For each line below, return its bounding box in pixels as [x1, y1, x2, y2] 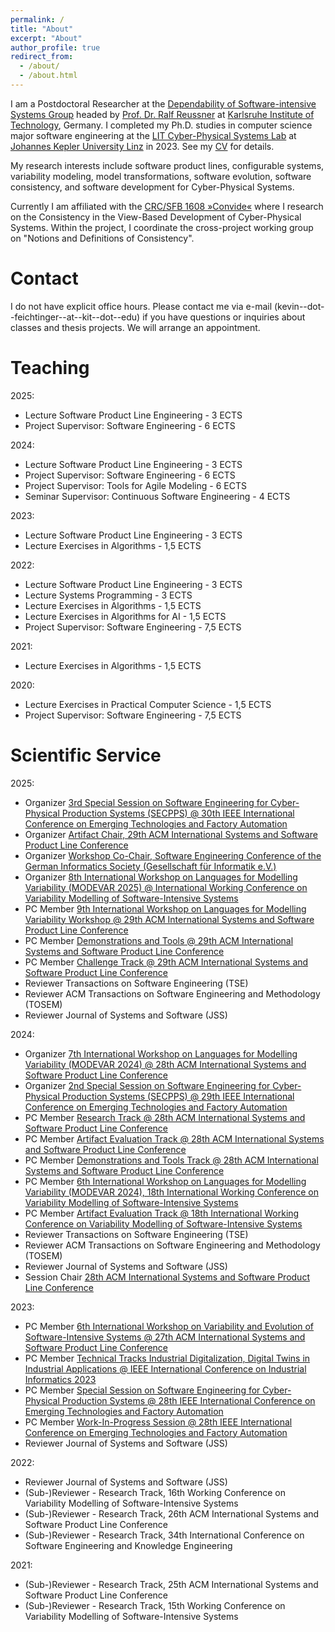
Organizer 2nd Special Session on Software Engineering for [24, 1079, 271, 1091]
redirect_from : [10, 52, 74, 62]
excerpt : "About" [10, 33, 83, 43]
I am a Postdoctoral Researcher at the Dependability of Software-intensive [10, 97, 317, 110]
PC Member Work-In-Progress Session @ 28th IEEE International [24, 1416, 293, 1428]
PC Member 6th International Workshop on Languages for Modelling [24, 1175, 307, 1187]
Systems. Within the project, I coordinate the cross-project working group [10, 221, 314, 233]
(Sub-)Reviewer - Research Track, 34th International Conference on [24, 1529, 305, 1541]
